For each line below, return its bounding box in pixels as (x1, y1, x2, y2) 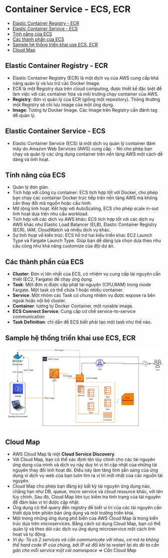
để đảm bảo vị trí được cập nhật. (12, 499, 80, 505)
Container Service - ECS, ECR (5, 4, 131, 15)
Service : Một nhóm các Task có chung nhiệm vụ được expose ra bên (12, 292, 155, 298)
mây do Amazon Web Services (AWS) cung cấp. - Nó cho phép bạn (12, 145, 153, 151)
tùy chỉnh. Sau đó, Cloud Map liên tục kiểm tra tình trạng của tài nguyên (12, 494, 161, 500)
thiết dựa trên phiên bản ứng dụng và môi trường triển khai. (12, 510, 135, 516)
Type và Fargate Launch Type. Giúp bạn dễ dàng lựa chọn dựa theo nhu (12, 237, 161, 244)
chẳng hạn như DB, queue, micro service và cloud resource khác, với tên (12, 489, 163, 495)
